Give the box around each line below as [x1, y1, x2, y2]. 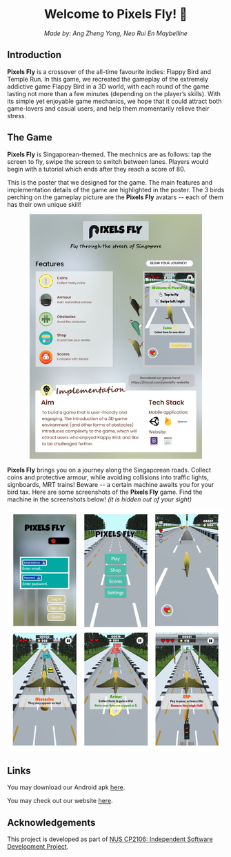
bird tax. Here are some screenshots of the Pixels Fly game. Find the [7, 488, 203, 497]
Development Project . [7, 842, 69, 851]
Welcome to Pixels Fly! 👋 [44, 6, 188, 22]
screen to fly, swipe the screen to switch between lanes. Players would [7, 157, 209, 165]
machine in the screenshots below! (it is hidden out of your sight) [7, 495, 192, 504]
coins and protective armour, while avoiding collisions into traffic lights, [7, 473, 209, 481]
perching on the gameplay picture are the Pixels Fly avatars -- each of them [7, 193, 223, 201]
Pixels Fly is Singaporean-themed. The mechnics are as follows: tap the [7, 150, 212, 158]
